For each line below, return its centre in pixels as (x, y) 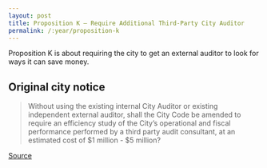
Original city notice (57, 87)
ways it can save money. (49, 62)
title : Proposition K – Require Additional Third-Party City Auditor (127, 23)
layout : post (30, 16)
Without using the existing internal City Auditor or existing (123, 106)
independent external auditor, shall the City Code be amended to (134, 115)
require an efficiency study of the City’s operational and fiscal (129, 123)
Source (20, 156)
